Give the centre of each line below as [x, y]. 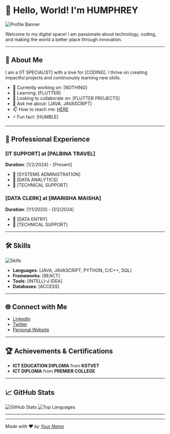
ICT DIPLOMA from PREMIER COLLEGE [54, 371]
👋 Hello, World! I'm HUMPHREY [72, 10]
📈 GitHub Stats [30, 392]
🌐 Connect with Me [36, 307]
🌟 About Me [24, 60]
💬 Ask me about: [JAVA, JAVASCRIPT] [52, 104]
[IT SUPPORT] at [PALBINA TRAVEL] [50, 154]
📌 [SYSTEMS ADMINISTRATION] [47, 174]
